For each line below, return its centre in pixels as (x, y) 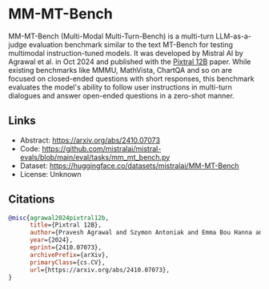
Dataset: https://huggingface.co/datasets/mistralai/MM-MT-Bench (129, 166)
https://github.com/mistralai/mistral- (102, 148)
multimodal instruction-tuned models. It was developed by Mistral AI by (126, 53)
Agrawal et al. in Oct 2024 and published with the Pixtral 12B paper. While (130, 62)
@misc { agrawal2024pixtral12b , (59, 218)
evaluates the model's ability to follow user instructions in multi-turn (120, 87)
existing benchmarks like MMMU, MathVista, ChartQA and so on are (120, 70)
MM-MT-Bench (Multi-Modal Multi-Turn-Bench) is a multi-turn (111, 36)
